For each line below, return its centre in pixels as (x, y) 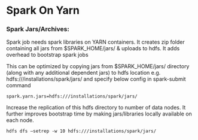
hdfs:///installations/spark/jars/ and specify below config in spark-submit (96, 79)
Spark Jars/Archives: (38, 29)
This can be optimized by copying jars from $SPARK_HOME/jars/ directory (98, 66)
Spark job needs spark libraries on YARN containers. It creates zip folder (95, 42)
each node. (20, 120)
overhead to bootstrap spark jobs (47, 55)
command (19, 86)
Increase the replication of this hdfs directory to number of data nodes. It (96, 108)
